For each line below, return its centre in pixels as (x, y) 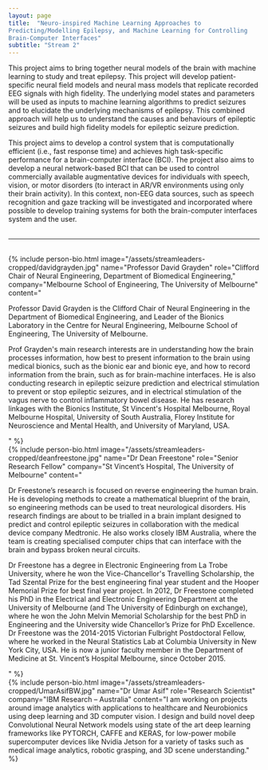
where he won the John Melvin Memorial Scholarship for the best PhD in (127, 616)
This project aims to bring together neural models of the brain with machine (132, 68)
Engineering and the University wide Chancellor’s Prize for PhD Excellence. (132, 625)
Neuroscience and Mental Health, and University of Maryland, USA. (119, 426)
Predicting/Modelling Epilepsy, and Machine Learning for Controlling (128, 30)
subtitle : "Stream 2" (44, 45)
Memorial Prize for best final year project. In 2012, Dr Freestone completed (131, 590)
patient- (223, 77)
